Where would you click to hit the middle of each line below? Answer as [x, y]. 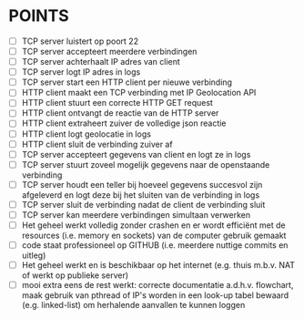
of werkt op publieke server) [75, 275]
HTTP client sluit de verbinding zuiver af [97, 144]
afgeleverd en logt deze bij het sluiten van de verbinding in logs [141, 195]
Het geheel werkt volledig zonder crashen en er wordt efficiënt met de [153, 225]
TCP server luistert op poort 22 [80, 41]
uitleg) [34, 255]
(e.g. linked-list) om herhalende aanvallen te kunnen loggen [133, 305]
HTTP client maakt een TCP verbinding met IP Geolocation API [139, 93]
